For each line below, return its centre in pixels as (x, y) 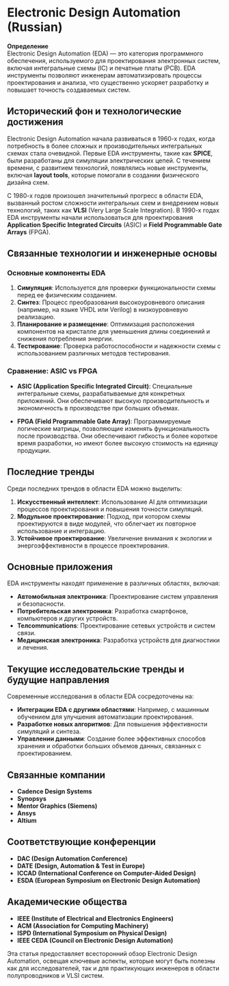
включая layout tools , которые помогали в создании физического (103, 175)
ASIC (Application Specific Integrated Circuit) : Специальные (105, 386)
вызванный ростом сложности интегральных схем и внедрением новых (113, 203)
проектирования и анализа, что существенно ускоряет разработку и (108, 82)
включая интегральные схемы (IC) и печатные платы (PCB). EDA (102, 68)
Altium (27, 820)
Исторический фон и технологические (94, 111)
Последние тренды (51, 472)
